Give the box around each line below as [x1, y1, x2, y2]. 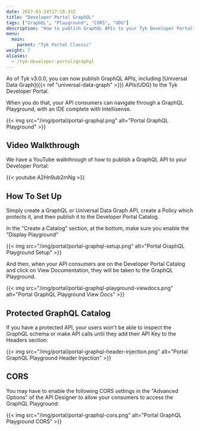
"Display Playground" [6, 231, 59, 238]
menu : [6, 31, 20, 37]
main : [11, 36, 26, 42]
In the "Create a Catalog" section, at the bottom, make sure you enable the [6, 225, 189, 232]
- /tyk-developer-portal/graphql [11, 58, 95, 64]
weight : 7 [6, 48, 31, 54]
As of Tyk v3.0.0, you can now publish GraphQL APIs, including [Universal [6, 75, 187, 82]
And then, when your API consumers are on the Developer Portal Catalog [6, 260, 186, 268]
